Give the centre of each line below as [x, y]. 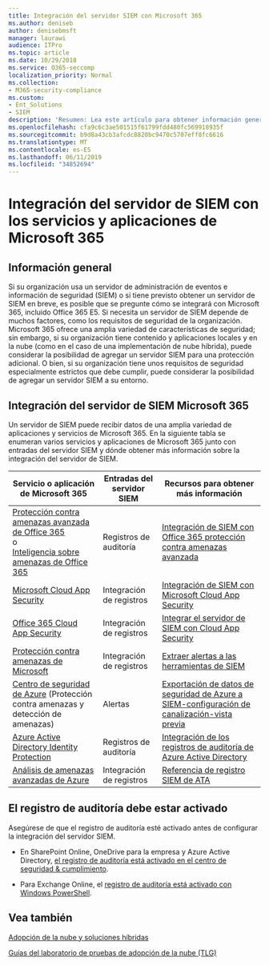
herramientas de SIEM [203, 666]
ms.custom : [26, 98]
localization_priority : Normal [60, 75]
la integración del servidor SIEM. [62, 836]
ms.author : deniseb [41, 23]
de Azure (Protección [52, 694]
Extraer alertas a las [199, 655]
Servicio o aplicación [53, 483]
